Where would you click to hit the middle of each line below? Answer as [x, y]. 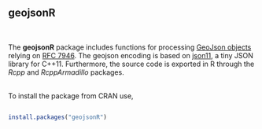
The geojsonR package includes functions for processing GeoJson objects [130, 47]
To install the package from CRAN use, [71, 96]
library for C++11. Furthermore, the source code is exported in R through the [131, 64]
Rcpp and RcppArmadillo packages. [66, 72]
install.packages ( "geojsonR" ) [58, 117]
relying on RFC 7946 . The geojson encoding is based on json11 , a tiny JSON [131, 55]
